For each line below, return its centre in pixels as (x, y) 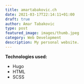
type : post (16, 28)
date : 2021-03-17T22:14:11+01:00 (40, 14)
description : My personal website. (42, 42)
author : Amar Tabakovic (30, 24)
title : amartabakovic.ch (31, 10)
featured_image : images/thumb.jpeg (42, 33)
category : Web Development (33, 38)
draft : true (17, 19)
